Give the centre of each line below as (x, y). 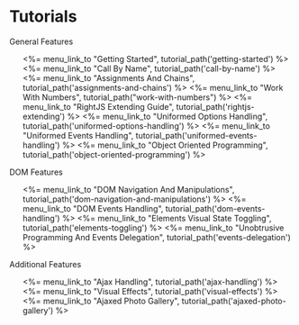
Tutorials (43, 17)
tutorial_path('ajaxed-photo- (234, 301)
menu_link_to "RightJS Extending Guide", (98, 106)
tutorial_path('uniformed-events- (196, 135)
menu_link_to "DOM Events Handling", (93, 208)
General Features (41, 41)
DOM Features (36, 172)
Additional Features (45, 264)
